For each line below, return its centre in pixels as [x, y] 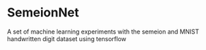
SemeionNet [43, 13]
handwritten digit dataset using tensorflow [67, 38]
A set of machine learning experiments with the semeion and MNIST [103, 32]
